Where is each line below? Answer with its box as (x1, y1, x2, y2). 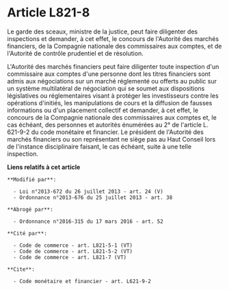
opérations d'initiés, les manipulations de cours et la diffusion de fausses (7, 98, 213, 107)
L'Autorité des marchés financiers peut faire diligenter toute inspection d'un (7, 62, 219, 70)
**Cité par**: (7, 230, 48, 237)
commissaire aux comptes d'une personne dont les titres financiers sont (7, 70, 211, 78)
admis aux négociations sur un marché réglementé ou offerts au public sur (7, 77, 217, 85)
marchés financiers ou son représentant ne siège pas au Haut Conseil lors (7, 135, 216, 143)
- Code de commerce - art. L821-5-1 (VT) (13, 241, 133, 249)
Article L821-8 (7, 5, 90, 21)
